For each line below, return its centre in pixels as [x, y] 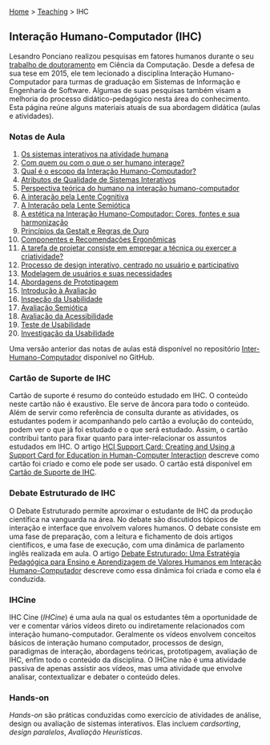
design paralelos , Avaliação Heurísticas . [76, 732]
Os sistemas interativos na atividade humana [95, 154]
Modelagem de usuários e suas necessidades [97, 274]
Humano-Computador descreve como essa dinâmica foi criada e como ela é [135, 570]
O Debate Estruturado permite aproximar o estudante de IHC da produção [131, 511]
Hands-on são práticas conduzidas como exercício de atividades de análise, [135, 715]
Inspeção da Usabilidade [62, 299]
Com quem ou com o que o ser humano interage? [103, 163]
